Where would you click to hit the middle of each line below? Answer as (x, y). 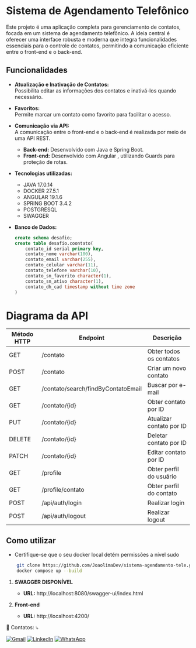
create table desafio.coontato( (54, 243)
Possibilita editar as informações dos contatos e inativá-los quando (95, 90)
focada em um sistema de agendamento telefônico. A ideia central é (88, 33)
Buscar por (162, 385)
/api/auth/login (62, 503)
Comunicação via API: (42, 126)
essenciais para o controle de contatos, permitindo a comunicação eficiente (97, 46)
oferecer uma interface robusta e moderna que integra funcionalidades (91, 39)
